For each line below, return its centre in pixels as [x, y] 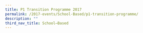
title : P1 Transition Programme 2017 [43, 9]
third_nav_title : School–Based [37, 23]
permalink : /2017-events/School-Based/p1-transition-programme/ [72, 14]
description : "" [21, 18]
